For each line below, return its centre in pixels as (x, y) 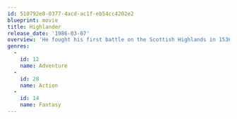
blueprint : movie (33, 20)
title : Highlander (34, 27)
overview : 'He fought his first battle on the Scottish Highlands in (112, 40)
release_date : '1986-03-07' (49, 33)
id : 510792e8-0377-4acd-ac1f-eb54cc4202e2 (71, 14)
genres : (19, 46)
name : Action (39, 85)
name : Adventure (44, 66)
